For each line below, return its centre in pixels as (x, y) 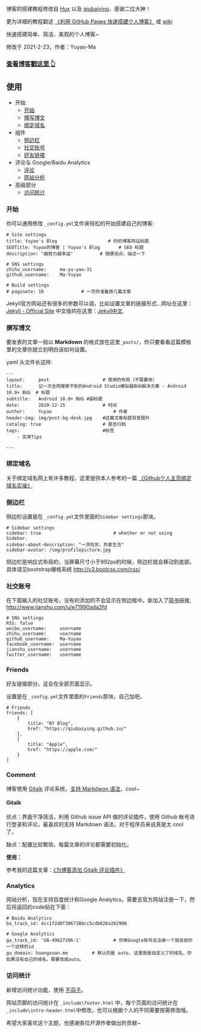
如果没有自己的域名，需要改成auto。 (45, 960)
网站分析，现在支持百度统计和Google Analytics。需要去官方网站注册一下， (98, 900)
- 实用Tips (30, 437)
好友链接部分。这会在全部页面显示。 (51, 683)
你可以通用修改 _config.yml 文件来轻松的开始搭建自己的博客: (80, 224)
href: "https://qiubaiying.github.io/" (77, 729)
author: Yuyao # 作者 (67, 412)
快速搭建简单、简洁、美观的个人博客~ (53, 34)
